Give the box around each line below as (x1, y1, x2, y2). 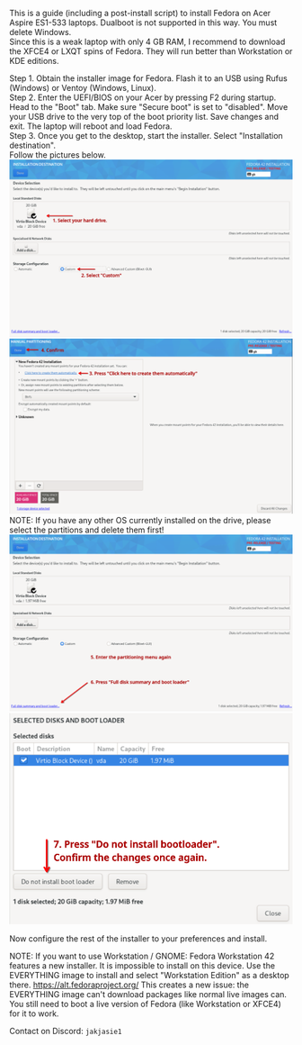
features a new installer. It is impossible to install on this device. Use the (9, 960, 276, 971)
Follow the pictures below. (9, 150, 106, 160)
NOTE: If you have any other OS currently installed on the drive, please (9, 515, 271, 526)
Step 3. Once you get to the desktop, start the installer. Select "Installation (9, 131, 283, 141)
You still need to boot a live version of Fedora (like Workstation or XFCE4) (9, 999, 281, 1010)
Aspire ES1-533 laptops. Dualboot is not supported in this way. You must (9, 17, 278, 28)
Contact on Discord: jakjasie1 (9, 1026, 122, 1037)
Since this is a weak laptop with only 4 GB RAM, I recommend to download (9, 36, 286, 47)
